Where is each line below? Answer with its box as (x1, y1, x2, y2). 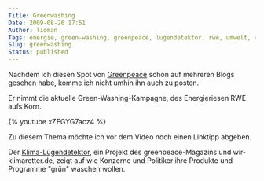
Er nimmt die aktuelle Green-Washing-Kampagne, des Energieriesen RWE (8, 94, 247, 102)
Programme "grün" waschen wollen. (8, 164, 126, 173)
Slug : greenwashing (8, 41, 72, 49)
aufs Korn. (8, 102, 42, 111)
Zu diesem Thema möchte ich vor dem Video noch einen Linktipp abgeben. (8, 132, 252, 142)
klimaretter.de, (8, 156, 55, 165)
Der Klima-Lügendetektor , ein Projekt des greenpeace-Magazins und (8, 147, 232, 157)
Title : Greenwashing (8, 11, 76, 20)
